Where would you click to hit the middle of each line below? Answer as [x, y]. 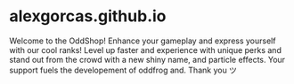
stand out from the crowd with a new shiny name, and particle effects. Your [147, 59]
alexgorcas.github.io [88, 16]
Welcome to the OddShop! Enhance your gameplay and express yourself [143, 41]
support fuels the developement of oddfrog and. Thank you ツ [123, 70]
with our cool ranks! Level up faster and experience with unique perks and [146, 50]
